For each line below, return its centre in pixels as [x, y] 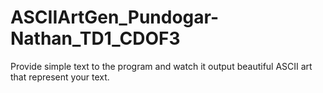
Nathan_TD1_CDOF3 [95, 38]
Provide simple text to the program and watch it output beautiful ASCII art [161, 66]
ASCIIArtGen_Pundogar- [115, 17]
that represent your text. [60, 77]
